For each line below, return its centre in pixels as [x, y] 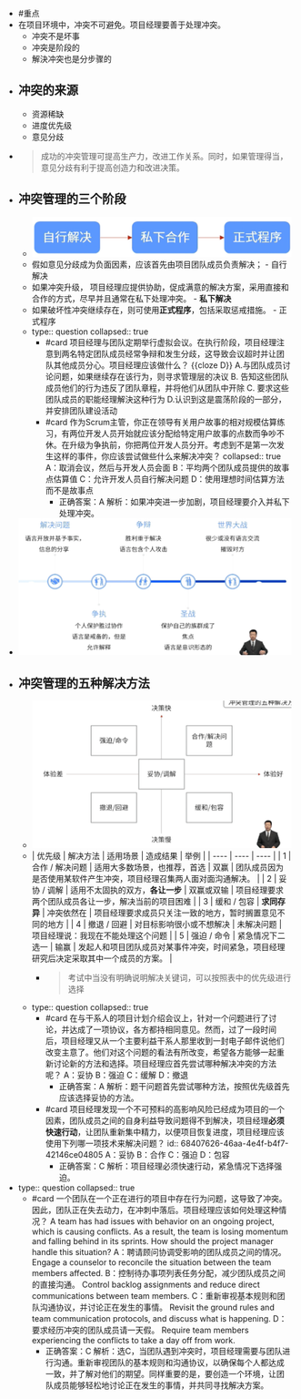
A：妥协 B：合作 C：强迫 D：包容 [167, 1154]
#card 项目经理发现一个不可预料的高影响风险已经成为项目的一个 [165, 1108]
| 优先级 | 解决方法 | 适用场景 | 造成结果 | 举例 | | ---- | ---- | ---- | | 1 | [161, 855]
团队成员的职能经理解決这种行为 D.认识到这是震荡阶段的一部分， [166, 400]
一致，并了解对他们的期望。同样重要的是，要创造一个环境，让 [161, 1373]
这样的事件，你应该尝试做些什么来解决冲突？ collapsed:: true [167, 456]
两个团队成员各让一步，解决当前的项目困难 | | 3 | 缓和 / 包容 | [145, 901]
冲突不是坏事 [55, 36]
